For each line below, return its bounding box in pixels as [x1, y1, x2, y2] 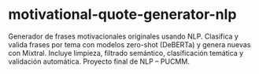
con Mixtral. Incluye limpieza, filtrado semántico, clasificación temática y [8, 48, 244, 57]
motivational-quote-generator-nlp [8, 6, 237, 24]
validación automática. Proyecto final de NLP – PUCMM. [8, 57, 191, 66]
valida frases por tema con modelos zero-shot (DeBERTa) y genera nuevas [8, 39, 251, 49]
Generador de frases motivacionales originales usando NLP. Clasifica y [8, 31, 239, 41]
